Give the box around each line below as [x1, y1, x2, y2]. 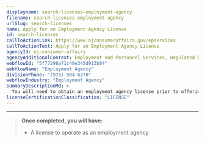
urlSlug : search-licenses [6, 20, 72, 26]
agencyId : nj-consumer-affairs [6, 49, 86, 55]
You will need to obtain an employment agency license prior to [12, 89, 179, 95]
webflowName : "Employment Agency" [6, 65, 95, 72]
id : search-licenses [6, 32, 59, 38]
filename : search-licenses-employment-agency [6, 15, 124, 21]
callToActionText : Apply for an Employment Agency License [6, 43, 160, 50]
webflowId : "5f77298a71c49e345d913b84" [6, 60, 108, 66]
